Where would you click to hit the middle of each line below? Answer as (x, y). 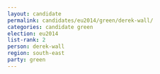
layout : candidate (34, 14)
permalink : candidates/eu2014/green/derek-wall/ (80, 20)
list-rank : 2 (27, 40)
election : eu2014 (33, 33)
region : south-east (36, 54)
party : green (27, 60)
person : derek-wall (36, 47)
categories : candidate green (50, 27)
